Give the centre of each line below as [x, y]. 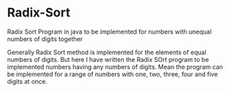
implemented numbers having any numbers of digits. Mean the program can [115, 67]
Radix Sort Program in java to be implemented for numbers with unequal [109, 32]
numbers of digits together [45, 38]
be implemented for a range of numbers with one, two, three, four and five [113, 74]
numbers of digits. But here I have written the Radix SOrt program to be [108, 59]
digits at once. [27, 81]
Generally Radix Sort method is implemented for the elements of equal [107, 52]
